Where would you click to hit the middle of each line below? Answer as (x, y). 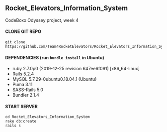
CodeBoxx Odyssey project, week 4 (42, 20)
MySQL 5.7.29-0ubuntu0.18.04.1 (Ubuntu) (54, 79)
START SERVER (22, 106)
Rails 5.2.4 (23, 74)
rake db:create (21, 122)
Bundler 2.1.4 (26, 95)
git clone (15, 42)
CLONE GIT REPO (23, 31)
